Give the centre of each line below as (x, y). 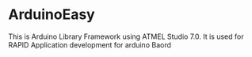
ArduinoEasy (52, 15)
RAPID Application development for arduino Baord (90, 44)
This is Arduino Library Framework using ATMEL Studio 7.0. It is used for (126, 36)
